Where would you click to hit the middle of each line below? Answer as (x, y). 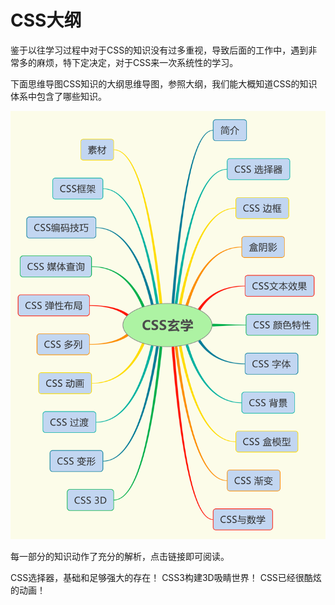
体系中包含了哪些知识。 (58, 96)
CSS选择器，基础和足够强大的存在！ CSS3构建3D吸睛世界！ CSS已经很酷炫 (166, 578)
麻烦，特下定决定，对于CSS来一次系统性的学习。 (137, 62)
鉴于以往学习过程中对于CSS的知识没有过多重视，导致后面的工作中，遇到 (159, 50)
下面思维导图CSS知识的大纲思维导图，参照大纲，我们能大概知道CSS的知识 (164, 83)
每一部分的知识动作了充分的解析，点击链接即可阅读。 (120, 557)
